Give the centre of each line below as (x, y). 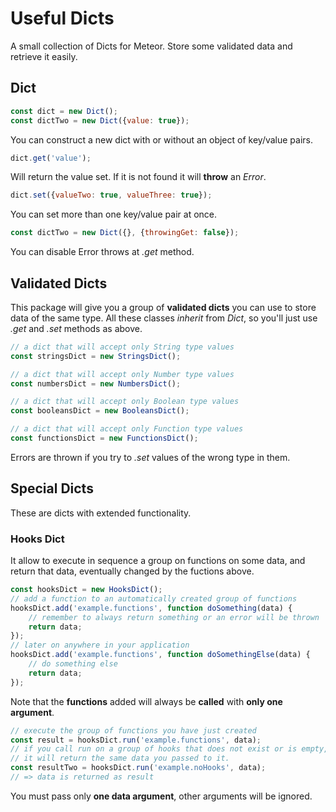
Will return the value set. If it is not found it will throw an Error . (138, 177)
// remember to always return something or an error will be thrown (174, 617)
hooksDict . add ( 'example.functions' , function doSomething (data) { (151, 608)
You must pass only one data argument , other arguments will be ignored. (161, 796)
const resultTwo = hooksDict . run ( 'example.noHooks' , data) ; (138, 768)
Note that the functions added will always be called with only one (146, 701)
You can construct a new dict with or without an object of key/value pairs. (162, 139)
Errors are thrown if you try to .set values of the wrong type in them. (150, 457)
